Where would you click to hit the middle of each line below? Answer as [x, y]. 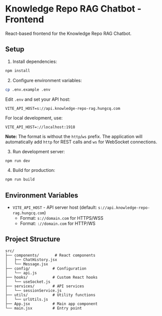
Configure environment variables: [47, 80]
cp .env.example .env [28, 89]
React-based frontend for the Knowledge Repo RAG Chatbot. [68, 33]
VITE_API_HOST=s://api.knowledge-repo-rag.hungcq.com [63, 108]
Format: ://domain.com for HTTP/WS [58, 224]
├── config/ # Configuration [46, 268]
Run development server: [39, 151]
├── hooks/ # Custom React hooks [52, 277]
